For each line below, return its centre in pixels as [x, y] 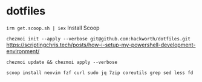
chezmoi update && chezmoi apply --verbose [62, 62]
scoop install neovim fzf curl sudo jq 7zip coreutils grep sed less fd [100, 73]
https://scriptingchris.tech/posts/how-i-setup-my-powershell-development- [101, 45]
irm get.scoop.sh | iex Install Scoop [53, 28]
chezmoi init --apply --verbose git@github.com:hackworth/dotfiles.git [98, 39]
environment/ [23, 51]
